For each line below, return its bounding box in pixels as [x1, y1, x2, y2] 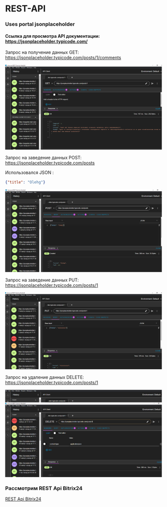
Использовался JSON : [5, 169, 54, 175]
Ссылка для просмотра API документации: [5, 33, 100, 39]
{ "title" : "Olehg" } [5, 180, 46, 185]
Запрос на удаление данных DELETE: [5, 374, 84, 380]
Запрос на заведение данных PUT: [5, 277, 79, 283]
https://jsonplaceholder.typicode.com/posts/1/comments [5, 55, 121, 61]
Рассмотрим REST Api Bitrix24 [5, 485, 83, 492]
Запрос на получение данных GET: [5, 49, 80, 55]
